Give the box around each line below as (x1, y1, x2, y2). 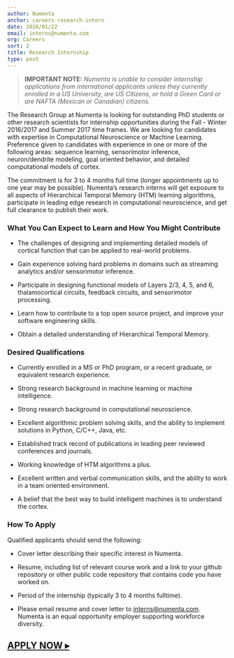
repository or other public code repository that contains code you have (17, 570, 221, 578)
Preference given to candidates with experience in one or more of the (7, 140, 207, 149)
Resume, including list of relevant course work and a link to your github (17, 562, 222, 571)
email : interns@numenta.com (7, 29, 89, 37)
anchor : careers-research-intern (7, 17, 105, 24)
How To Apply (7, 520, 56, 530)
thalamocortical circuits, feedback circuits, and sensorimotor (17, 288, 193, 297)
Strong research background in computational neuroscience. (17, 405, 193, 414)
